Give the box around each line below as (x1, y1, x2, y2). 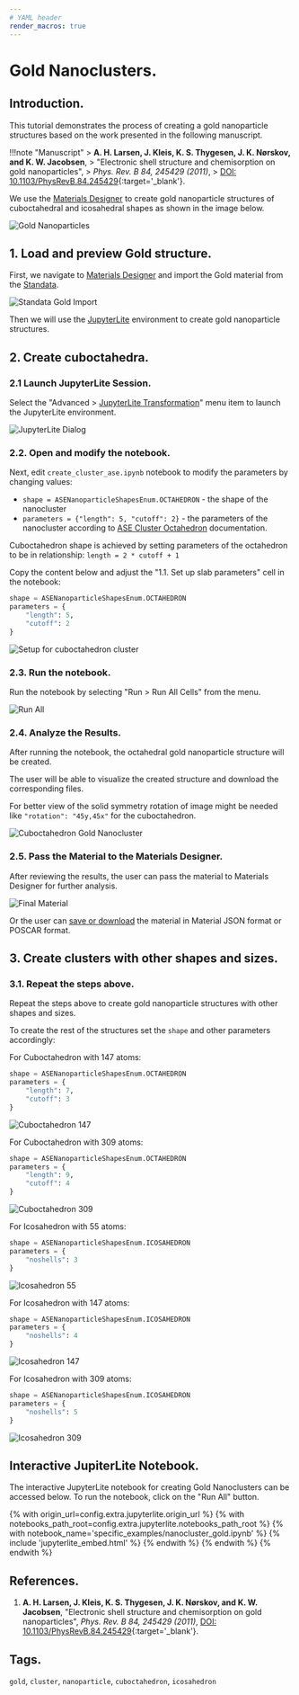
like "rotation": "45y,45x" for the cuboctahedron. (9, 810, 197, 821)
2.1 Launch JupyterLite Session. (9, 377, 152, 389)
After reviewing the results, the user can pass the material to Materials (9, 870, 269, 881)
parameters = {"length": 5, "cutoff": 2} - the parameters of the (22, 513, 268, 524)
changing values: (9, 477, 74, 487)
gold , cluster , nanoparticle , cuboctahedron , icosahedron (9, 1675, 217, 1686)
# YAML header (9, 13, 63, 22)
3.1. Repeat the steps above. (9, 977, 135, 990)
